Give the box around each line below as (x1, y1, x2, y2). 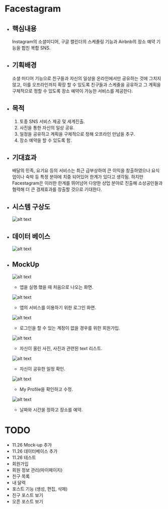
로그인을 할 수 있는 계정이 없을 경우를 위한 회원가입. (19, 325, 120, 331)
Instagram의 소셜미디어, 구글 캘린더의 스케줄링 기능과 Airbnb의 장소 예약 (12, 39, 155, 44)
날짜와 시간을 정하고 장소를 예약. (19, 406, 83, 412)
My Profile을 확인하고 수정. (19, 386, 73, 392)
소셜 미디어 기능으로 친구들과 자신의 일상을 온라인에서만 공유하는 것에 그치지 (12, 75, 161, 81)
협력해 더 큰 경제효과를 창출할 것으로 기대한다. (12, 187, 103, 193)
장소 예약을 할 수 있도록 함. (19, 137, 72, 143)
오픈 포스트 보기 (12, 498, 43, 504)
